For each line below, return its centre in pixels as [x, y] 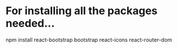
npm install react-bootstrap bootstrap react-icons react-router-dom [89, 40]
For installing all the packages [82, 11]
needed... [30, 23]
